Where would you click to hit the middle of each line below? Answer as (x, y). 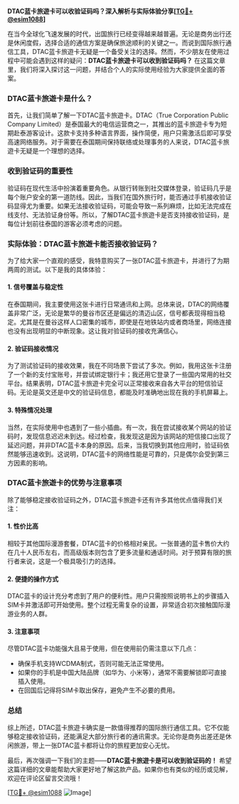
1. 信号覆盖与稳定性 (36, 287)
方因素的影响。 (29, 462)
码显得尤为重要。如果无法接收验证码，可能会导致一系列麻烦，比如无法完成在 (119, 206)
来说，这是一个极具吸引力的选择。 (69, 561)
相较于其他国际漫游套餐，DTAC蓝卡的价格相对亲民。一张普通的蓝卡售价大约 (118, 543)
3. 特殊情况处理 (30, 410)
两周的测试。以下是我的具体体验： (57, 269)
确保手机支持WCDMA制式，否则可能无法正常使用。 (93, 664)
